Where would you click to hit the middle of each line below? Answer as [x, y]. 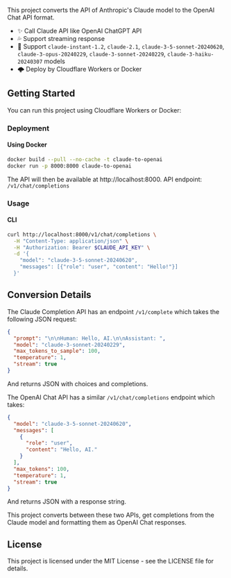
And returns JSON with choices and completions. [78, 383]
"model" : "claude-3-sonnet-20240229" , [70, 345]
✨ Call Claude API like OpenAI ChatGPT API [79, 31]
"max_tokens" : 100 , [42, 469]
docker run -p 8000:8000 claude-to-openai [69, 166]
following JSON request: [42, 319]
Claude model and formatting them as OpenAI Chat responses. [97, 522]
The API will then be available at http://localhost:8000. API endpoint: [105, 179]
